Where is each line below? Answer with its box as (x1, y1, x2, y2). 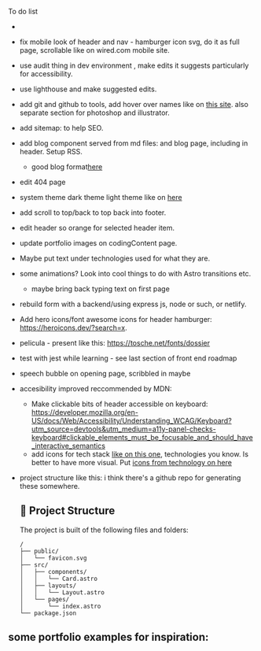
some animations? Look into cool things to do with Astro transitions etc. (19, 269, 252, 278)
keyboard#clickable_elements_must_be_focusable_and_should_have (31, 433, 253, 442)
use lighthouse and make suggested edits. (19, 84, 157, 94)
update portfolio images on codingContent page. (19, 239, 178, 247)
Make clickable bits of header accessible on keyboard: (31, 399, 208, 409)
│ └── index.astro (19, 602, 101, 610)
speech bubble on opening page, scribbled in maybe (19, 369, 191, 378)
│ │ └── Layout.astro (19, 588, 105, 597)
